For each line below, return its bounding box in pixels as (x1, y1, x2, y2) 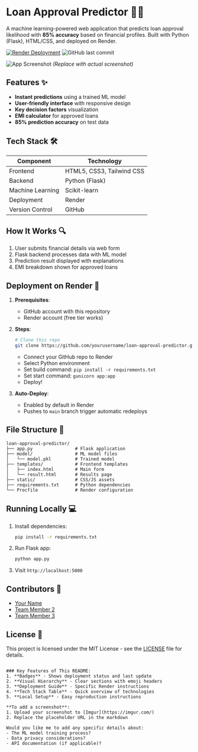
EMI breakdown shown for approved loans (14, 263, 118, 271)
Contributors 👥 (6, 584, 62, 594)
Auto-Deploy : (14, 390, 49, 397)
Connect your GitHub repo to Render (23, 353, 113, 360)
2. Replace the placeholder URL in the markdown (6, 714, 128, 721)
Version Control (9, 205, 53, 214)
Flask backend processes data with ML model (14, 251, 127, 258)
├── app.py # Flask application (6, 446, 126, 451)
